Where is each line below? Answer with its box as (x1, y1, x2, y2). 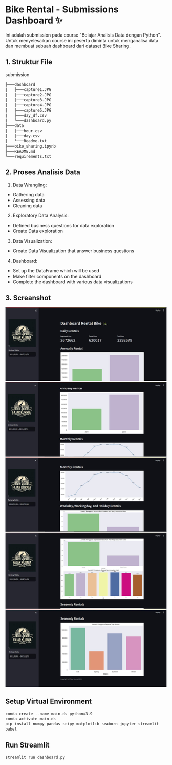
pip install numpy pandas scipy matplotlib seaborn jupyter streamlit (5, 721, 159, 727)
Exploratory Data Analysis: (12, 212, 69, 218)
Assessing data (12, 197, 46, 203)
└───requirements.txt (5, 154, 52, 159)
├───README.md (5, 149, 36, 154)
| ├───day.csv (5, 133, 40, 138)
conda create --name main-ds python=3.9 (5, 711, 93, 717)
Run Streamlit (5, 740, 50, 749)
